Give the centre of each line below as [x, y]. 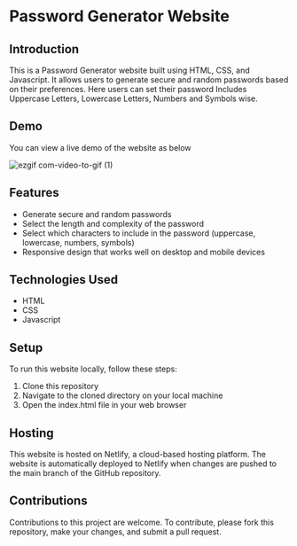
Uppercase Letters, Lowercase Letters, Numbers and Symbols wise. [134, 98]
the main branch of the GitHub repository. [85, 473]
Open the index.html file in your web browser [104, 405]
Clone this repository [60, 386]
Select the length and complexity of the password [113, 223]
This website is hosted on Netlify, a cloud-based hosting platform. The [138, 455]
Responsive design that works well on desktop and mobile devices [144, 252]
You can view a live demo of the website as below [101, 147]
